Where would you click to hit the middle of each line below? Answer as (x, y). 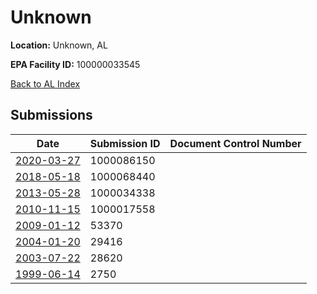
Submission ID (125, 143)
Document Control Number (235, 143)
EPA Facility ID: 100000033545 (75, 64)
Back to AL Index (45, 83)
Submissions (51, 115)
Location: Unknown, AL (59, 45)
